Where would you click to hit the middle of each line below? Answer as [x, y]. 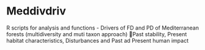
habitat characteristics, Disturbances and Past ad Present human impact [97, 40]
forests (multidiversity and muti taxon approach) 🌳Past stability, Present [97, 34]
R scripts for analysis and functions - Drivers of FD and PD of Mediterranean [102, 28]
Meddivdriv [36, 11]
